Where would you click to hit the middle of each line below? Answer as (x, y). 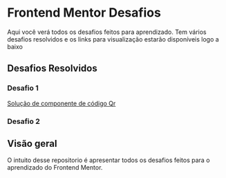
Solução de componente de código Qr (62, 103)
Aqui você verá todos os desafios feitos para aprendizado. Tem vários (107, 32)
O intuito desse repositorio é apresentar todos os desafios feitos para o (109, 160)
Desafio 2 (23, 121)
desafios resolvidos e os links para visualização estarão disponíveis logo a (113, 39)
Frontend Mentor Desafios (84, 13)
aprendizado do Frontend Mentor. (55, 168)
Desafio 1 (23, 88)
